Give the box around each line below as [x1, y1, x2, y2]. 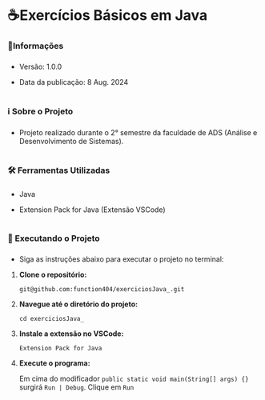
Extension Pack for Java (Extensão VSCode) [18, 205, 166, 214]
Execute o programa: [18, 358, 90, 368]
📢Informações [7, 41, 64, 52]
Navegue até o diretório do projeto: [18, 299, 138, 309]
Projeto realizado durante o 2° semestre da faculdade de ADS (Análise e [18, 128, 258, 138]
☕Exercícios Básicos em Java [7, 6, 208, 25]
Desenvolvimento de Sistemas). [18, 137, 124, 146]
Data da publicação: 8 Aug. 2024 [18, 78, 129, 87]
